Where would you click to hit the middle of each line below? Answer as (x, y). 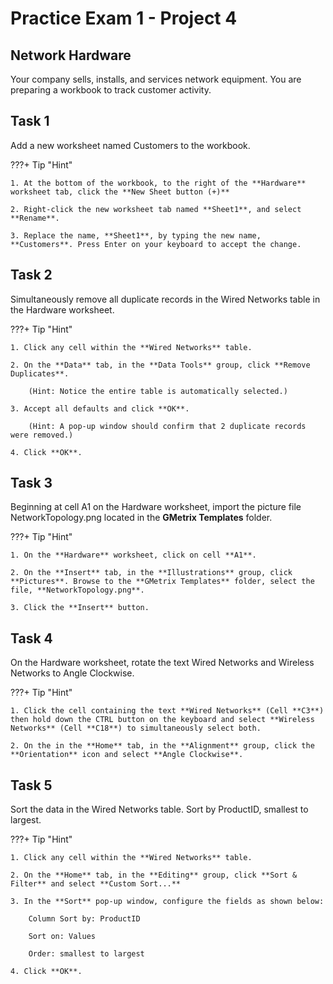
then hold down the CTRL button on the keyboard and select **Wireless (162, 720)
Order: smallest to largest (86, 954)
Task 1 (30, 121)
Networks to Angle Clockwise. (72, 673)
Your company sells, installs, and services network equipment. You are (156, 79)
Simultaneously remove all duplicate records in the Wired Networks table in (165, 299)
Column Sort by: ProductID (84, 919)
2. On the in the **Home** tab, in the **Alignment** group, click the (162, 746)
